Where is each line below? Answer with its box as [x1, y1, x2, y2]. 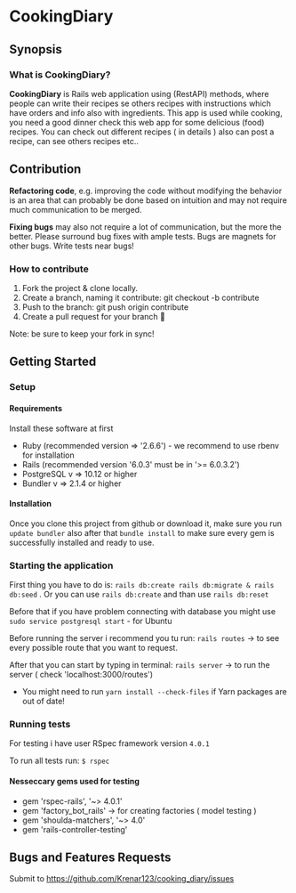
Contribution [9, 162, 82, 177]
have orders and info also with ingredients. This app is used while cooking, [9, 107, 283, 118]
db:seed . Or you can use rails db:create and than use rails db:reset [9, 589, 269, 599]
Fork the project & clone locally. [21, 282, 139, 293]
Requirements [9, 402, 63, 413]
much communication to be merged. [9, 204, 142, 215]
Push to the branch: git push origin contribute [21, 301, 189, 313]
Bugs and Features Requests [9, 849, 172, 865]
